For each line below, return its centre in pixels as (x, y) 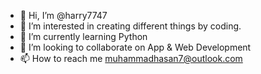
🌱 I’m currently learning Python (83, 36)
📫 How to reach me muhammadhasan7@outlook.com (131, 58)
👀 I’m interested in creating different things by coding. (130, 26)
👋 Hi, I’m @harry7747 (63, 15)
